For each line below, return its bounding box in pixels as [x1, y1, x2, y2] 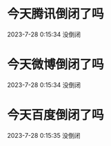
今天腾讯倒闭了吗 [7, 6, 105, 22]
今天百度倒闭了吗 [7, 108, 105, 123]
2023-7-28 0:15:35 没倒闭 [7, 131, 81, 139]
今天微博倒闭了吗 [7, 57, 105, 73]
